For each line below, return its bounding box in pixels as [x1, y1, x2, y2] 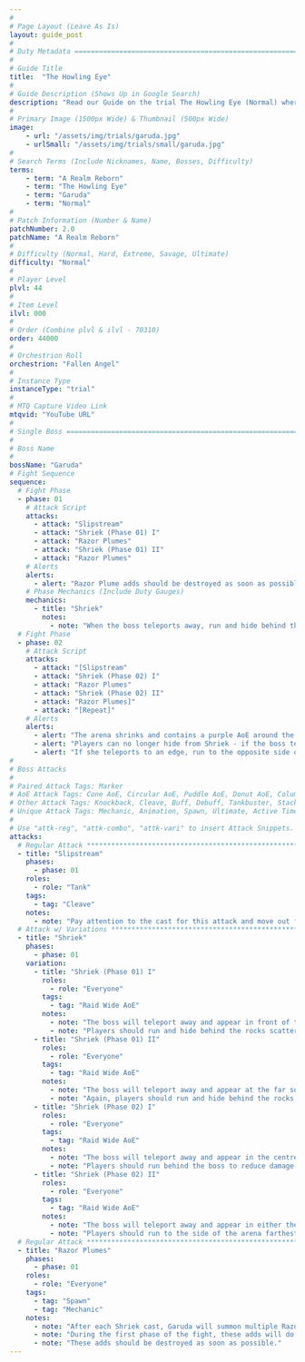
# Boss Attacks [9, 765, 67, 774]
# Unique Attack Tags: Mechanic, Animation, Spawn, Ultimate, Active [9, 807, 279, 816]
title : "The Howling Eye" [9, 73, 112, 82]
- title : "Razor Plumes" [17, 1246, 112, 1255]
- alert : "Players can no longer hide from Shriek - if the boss [33, 739, 286, 749]
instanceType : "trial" [9, 385, 95, 394]
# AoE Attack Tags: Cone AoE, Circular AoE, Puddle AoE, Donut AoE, [9, 790, 274, 799]
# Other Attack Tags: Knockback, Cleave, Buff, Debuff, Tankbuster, [9, 798, 274, 808]
